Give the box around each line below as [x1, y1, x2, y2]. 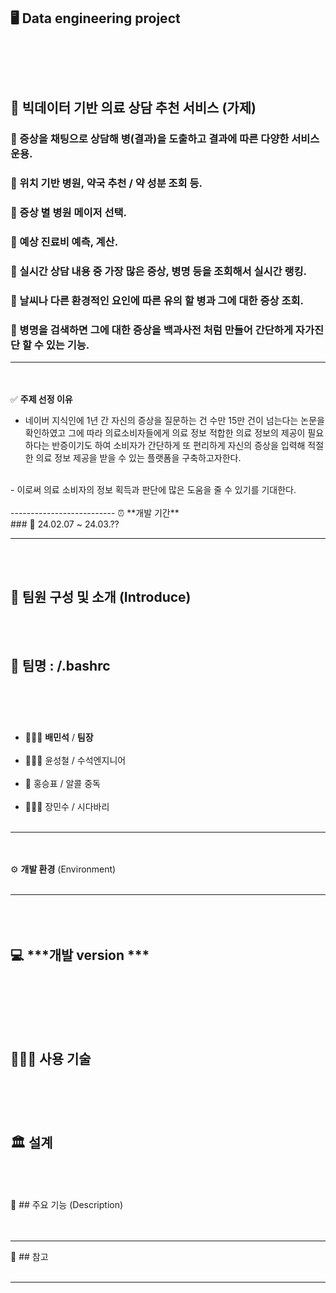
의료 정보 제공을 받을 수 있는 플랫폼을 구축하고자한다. [35, 452, 242, 464]
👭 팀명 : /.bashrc [10, 657, 111, 674]
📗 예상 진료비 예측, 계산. [10, 235, 119, 249]
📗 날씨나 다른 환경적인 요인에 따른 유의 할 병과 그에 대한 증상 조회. [10, 293, 305, 307]
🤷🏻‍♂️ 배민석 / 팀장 [24, 731, 94, 744]
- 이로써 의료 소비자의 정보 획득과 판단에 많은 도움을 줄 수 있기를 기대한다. [10, 484, 297, 496]
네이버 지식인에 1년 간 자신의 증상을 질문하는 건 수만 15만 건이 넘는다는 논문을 [24, 415, 325, 427]
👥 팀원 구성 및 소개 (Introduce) [10, 589, 192, 606]
